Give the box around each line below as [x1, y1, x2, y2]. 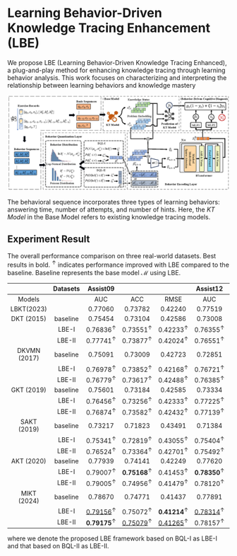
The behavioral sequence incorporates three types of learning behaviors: [7, 197, 220, 206]
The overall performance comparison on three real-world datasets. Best [7, 252, 217, 260]
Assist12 [195, 284, 224, 293]
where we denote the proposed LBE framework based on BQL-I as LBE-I [7, 534, 217, 543]
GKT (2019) [11, 386, 47, 394]
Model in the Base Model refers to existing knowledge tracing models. [7, 212, 211, 221]
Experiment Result [7, 233, 90, 245]
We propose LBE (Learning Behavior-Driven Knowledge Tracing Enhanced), [7, 58, 227, 66]
